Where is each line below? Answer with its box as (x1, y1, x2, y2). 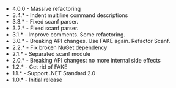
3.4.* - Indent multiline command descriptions (12, 12, 128, 19)
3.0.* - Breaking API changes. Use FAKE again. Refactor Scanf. (12, 38, 170, 44)
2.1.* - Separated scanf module (12, 50, 91, 57)
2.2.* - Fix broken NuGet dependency (12, 44, 108, 51)
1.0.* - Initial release (12, 76, 62, 83)
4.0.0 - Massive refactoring (12, 5, 81, 12)
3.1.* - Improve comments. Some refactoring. (12, 31, 125, 38)
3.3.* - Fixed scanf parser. (12, 18, 78, 25)
